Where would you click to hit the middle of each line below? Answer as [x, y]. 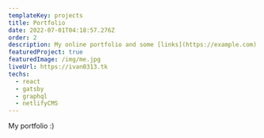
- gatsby [30, 89]
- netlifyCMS [37, 103]
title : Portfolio [37, 23]
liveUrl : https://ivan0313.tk [58, 67]
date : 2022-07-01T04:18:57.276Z [61, 30]
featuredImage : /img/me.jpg [55, 60]
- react [28, 81]
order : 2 [23, 37]
